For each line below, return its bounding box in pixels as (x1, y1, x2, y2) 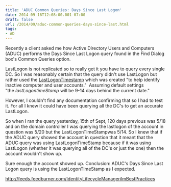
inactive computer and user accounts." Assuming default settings (5, 82, 144, 88)
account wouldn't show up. (5, 151, 63, 156)
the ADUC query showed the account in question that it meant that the (5, 135, 153, 140)
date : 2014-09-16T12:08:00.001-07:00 (5, 12, 86, 17)
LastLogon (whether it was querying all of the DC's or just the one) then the (5, 145, 164, 151)
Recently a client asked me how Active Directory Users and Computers (5, 45, 155, 51)
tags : (5, 26, 17, 32)
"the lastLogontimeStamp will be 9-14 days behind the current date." (5, 88, 150, 93)
